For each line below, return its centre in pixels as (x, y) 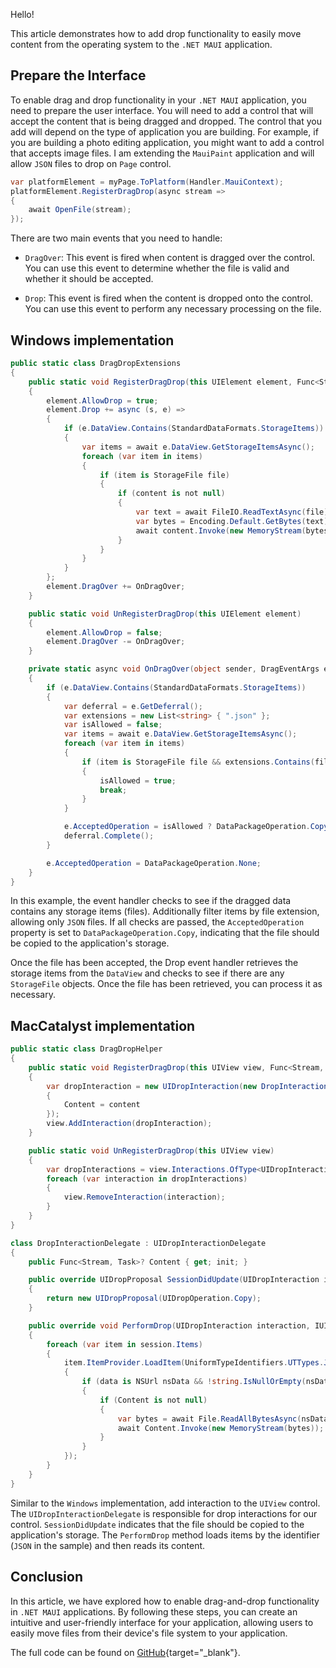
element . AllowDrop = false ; (104, 632)
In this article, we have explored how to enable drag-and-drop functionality (165, 1601)
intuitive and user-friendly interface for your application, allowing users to (162, 1622)
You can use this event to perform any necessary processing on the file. (173, 309)
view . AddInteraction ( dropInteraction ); (129, 1124)
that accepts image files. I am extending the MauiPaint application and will (162, 153)
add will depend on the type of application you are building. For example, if (164, 131)
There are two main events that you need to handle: (116, 238)
